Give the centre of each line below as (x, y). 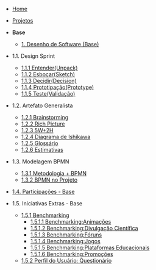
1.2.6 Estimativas (42, 150)
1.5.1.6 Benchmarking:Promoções (72, 254)
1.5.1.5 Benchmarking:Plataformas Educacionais (90, 247)
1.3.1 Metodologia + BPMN (54, 173)
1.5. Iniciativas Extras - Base (47, 203)
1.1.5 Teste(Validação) (48, 94)
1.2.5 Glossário (40, 143)
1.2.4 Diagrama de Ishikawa (56, 137)
